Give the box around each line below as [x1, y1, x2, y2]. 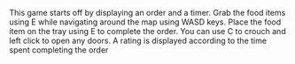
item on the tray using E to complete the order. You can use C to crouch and [9, 26, 286, 36]
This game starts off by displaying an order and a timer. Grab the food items [9, 8, 286, 18]
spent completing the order [9, 45, 109, 55]
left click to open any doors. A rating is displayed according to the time [9, 35, 268, 46]
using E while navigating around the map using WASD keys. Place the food [9, 17, 282, 27]
